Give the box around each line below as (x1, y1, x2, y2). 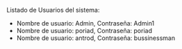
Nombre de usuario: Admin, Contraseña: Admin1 (16, 19, 155, 27)
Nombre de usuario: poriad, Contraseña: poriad (16, 27, 152, 35)
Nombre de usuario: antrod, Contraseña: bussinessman (16, 34, 175, 42)
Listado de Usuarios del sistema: (6, 6, 100, 14)
